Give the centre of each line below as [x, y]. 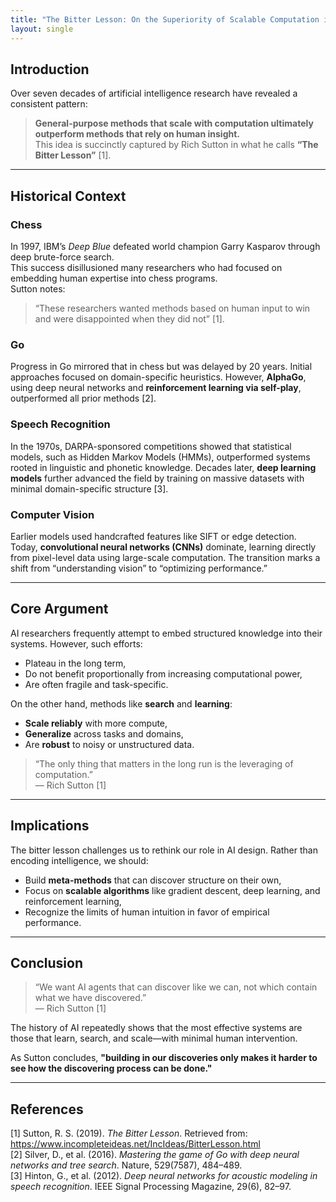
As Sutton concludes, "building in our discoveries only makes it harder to [164, 1058]
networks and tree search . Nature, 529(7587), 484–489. [126, 1165]
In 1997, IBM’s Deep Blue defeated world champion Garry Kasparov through [165, 246]
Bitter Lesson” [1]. [73, 155]
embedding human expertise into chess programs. [114, 278]
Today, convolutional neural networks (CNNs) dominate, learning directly [163, 547]
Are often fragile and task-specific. [96, 684]
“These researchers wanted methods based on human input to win [172, 308]
